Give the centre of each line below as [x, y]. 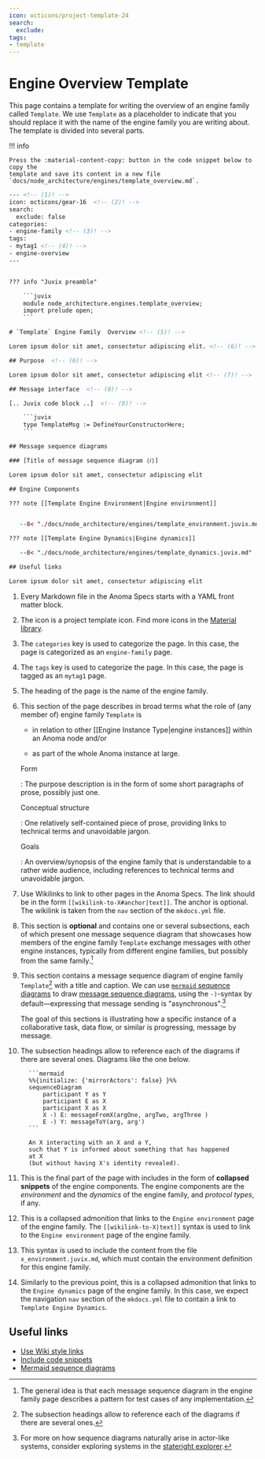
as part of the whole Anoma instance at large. [106, 753]
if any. [30, 1203]
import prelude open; [58, 311]
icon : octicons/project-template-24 [69, 15]
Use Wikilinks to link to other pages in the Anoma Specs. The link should [137, 893]
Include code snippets [56, 1359]
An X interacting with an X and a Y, [90, 1142]
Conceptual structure [55, 807]
